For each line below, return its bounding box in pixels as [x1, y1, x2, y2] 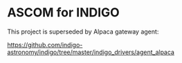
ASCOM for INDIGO [7, 5, 120, 21]
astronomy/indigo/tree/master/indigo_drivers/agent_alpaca [7, 48, 175, 56]
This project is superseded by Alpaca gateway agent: [7, 27, 159, 36]
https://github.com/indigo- [7, 40, 83, 49]
